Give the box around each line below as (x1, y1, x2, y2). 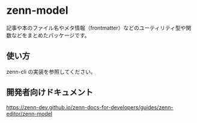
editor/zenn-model (6, 110, 53, 117)
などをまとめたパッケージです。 (11, 31, 90, 39)
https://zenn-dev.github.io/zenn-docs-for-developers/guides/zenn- (6, 103, 174, 111)
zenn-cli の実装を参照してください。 (6, 68, 96, 75)
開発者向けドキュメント (6, 88, 93, 98)
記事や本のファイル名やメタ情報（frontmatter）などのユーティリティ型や (6, 24, 186, 31)
